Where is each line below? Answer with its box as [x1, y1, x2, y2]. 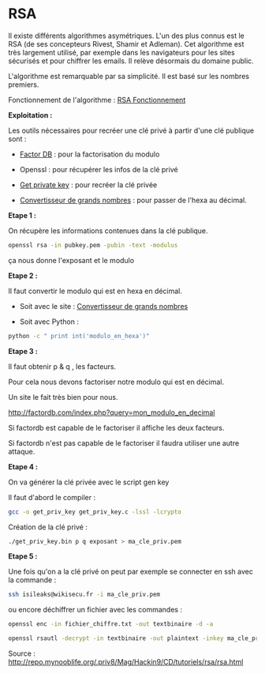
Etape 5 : [8, 552, 38, 561]
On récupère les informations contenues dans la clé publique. [8, 226, 208, 235]
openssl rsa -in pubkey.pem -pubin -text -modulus [8, 241, 178, 249]
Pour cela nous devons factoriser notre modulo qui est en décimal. [8, 377, 225, 386]
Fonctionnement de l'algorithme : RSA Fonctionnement [8, 95, 186, 104]
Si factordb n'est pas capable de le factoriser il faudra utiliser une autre [8, 438, 240, 447]
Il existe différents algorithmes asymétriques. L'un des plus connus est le [8, 31, 244, 40]
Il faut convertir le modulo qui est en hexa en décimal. [8, 286, 183, 296]
